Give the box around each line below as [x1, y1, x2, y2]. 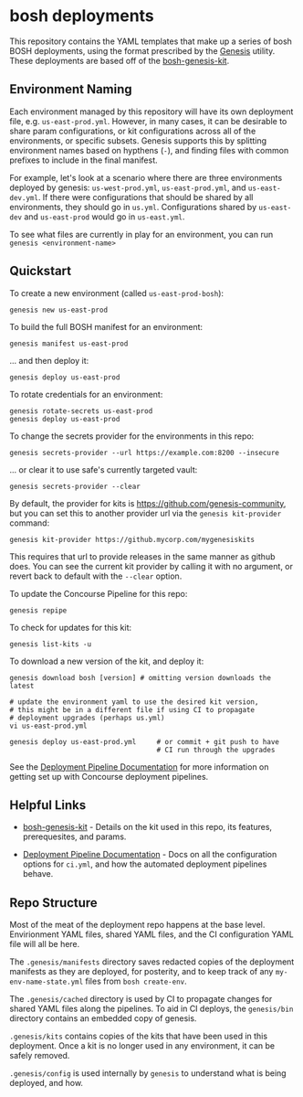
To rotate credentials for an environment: [9, 389, 163, 399]
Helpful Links [9, 797, 87, 813]
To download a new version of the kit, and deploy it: [9, 655, 204, 666]
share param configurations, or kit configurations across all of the [9, 125, 256, 136]
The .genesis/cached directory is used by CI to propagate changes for [9, 994, 273, 1005]
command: [9, 517, 50, 528]
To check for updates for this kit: [9, 622, 132, 633]
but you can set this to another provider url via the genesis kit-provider [9, 507, 282, 518]
